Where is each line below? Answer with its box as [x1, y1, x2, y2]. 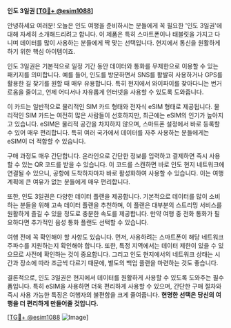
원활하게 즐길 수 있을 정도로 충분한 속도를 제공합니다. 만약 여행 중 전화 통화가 [7, 210, 213, 218]
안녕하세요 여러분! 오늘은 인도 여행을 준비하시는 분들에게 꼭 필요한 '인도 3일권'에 [7, 21, 223, 30]
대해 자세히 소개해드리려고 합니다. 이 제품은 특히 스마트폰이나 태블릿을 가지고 [7, 30, 214, 38]
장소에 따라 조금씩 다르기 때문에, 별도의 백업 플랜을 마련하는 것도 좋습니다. [19, 259, 219, 267]
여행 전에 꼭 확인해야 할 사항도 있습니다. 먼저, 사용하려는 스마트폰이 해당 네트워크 [7, 233, 224, 241]
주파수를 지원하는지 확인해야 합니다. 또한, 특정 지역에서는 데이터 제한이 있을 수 [7, 242, 217, 249]
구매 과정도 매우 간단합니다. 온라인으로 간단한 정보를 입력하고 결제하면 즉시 [7, 152, 208, 160]
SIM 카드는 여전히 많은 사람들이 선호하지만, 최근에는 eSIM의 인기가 [25, 111, 205, 119]
